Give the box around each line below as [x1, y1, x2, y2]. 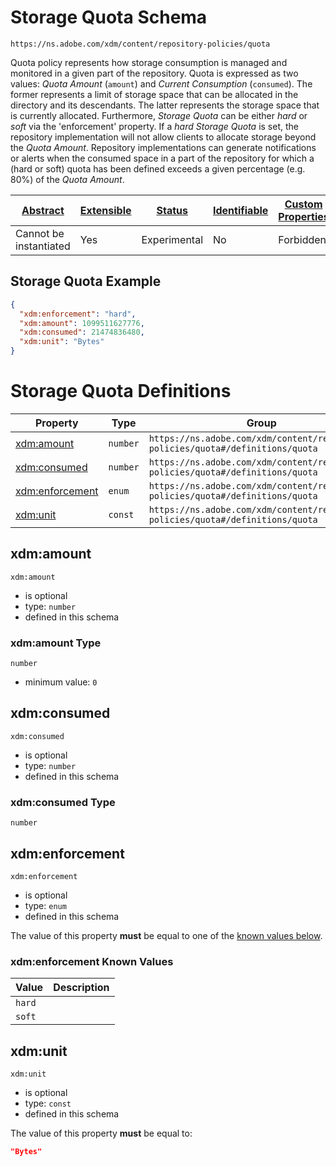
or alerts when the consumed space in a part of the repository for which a [10, 152, 315, 164]
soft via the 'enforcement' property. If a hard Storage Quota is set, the [10, 120, 299, 132]
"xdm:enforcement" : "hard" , [19, 309, 137, 319]
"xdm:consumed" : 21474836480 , [19, 327, 145, 338]
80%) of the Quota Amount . [10, 173, 125, 185]
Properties [278, 209, 330, 223]
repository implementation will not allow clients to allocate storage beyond [10, 131, 317, 143]
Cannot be [15, 226, 65, 240]
